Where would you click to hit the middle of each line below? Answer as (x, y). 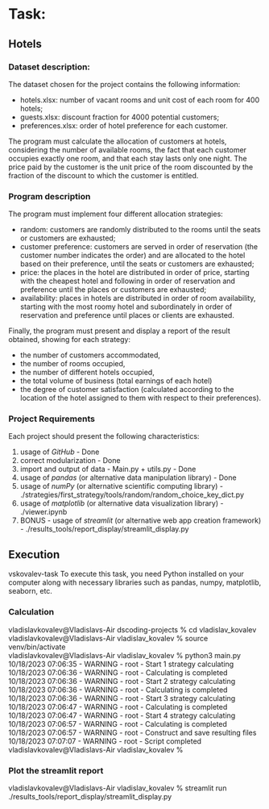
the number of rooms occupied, (72, 364)
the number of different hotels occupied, (87, 373)
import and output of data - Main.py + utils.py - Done (108, 469)
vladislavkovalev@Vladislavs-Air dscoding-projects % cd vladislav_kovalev (132, 629)
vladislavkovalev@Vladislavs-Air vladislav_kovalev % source (108, 638)
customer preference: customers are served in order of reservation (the (139, 247)
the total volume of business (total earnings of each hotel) (116, 381)
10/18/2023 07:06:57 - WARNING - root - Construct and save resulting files (132, 732)
